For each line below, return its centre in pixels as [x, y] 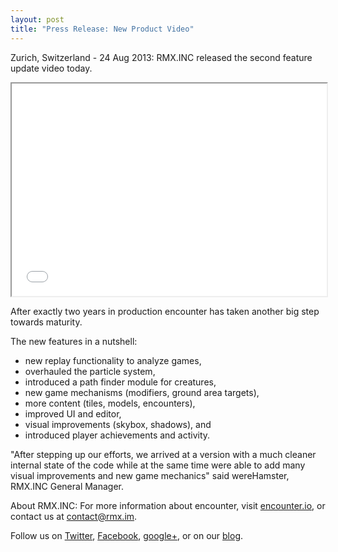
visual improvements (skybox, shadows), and [118, 424]
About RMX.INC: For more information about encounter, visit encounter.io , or [168, 505]
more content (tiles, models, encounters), [110, 403]
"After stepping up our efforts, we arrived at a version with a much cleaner [163, 454]
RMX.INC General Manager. [67, 486]
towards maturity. [46, 322]
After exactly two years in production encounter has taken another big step [165, 311]
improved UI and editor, [73, 413]
